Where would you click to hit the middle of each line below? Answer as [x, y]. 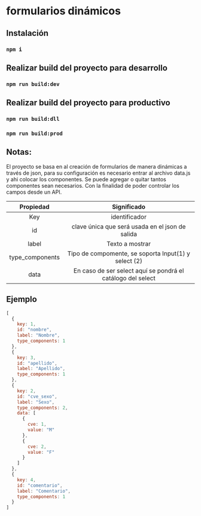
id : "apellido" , [37, 363]
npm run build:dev [33, 84]
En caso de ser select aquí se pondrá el [129, 270]
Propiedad [34, 206]
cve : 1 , [37, 425]
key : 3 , [26, 358]
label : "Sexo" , [36, 402]
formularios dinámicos [64, 11]
